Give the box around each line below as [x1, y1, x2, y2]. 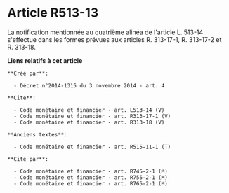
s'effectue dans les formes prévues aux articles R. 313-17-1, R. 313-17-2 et [7, 35, 222, 43]
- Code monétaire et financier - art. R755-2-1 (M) [13, 173, 169, 181]
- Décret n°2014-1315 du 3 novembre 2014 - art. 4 [13, 82, 165, 89]
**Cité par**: [7, 155, 49, 162]
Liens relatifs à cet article [7, 56, 83, 64]
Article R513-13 [7, 5, 99, 21]
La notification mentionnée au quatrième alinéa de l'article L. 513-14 [7, 28, 204, 36]
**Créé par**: [7, 70, 49, 77]
